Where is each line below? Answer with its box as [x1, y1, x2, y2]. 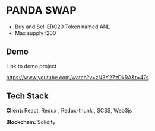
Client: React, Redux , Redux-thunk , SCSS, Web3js [6, 107, 132, 114]
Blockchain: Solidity [6, 118, 56, 125]
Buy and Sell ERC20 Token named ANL [14, 23, 110, 30]
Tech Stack [6, 91, 49, 101]
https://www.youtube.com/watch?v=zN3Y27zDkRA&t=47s [6, 74, 150, 81]
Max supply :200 [14, 29, 56, 36]
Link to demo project [6, 62, 57, 69]
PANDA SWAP [6, 4, 77, 17]
